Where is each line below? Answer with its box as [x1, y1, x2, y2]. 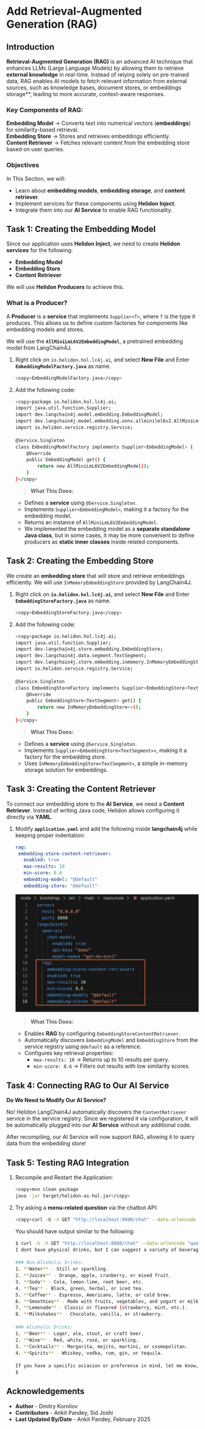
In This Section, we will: [6, 174, 66, 182]
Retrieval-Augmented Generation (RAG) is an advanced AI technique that [6, 58, 193, 65]
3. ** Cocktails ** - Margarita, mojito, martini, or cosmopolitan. [15, 1343, 188, 1349]
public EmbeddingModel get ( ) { [26, 457, 106, 463]
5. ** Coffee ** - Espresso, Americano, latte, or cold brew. [15, 1292, 171, 1298]
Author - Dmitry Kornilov [15, 1402, 78, 1409]
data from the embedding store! [6, 1140, 87, 1147]
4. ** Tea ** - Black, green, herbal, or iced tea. [15, 1285, 145, 1291]
